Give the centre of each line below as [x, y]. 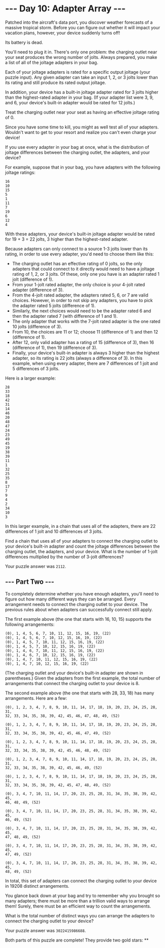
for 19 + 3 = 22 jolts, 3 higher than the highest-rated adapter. [67, 239]
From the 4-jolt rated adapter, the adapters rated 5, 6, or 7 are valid [80, 295]
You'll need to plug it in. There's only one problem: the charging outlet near [81, 52]
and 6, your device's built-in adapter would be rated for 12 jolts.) [70, 102]
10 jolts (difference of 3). [37, 326]
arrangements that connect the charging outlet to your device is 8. [72, 683]
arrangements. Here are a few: [36, 698]
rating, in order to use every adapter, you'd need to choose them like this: [80, 254]
